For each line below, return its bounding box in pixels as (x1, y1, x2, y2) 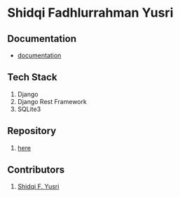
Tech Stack (7, 71, 57, 83)
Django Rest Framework (17, 97, 88, 105)
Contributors (7, 164, 65, 176)
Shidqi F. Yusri (17, 182, 60, 191)
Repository (7, 125, 57, 137)
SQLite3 (17, 105, 41, 113)
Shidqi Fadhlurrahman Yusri (7, 5, 174, 21)
